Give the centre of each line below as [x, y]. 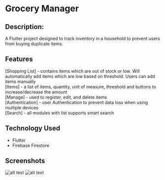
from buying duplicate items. [34, 44]
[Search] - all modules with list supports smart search [60, 113]
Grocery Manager [42, 9]
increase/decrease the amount [36, 92]
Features [19, 59]
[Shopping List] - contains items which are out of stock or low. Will [72, 71]
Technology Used [33, 128]
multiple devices [22, 107]
